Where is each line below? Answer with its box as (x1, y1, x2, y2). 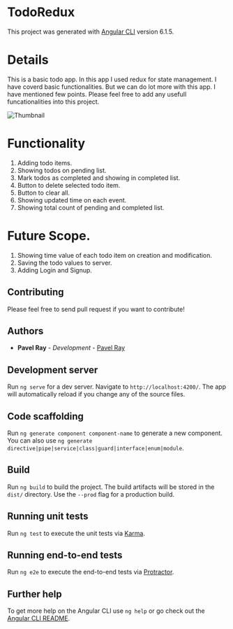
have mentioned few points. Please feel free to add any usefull (7, 90, 187, 98)
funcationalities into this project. (7, 97, 100, 106)
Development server (7, 364, 98, 375)
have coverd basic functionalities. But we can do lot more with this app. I (7, 82, 216, 91)
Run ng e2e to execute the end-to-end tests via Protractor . (7, 568, 174, 576)
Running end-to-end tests (7, 549, 123, 561)
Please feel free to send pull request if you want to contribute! (7, 305, 185, 313)
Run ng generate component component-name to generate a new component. (7, 429, 223, 437)
